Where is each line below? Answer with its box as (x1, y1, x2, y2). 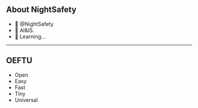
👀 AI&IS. (14, 27, 35, 34)
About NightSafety (6, 5, 77, 15)
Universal (14, 96, 38, 103)
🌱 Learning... (14, 32, 46, 40)
